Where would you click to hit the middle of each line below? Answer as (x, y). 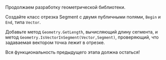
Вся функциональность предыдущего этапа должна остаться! (73, 52)
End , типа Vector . (23, 22)
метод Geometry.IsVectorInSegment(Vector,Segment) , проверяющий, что (82, 37)
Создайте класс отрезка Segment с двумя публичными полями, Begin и (83, 17)
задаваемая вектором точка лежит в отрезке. (55, 42)
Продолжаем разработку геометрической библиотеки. (65, 7)
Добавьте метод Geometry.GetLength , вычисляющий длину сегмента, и (82, 32)
